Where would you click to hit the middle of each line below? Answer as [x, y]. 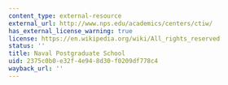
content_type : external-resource [65, 16]
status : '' [27, 46]
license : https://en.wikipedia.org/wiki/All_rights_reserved [114, 38]
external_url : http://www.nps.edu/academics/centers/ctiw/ [111, 23]
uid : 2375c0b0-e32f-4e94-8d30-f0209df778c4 [83, 62]
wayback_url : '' [36, 69]
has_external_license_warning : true [70, 31]
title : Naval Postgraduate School [67, 53]
